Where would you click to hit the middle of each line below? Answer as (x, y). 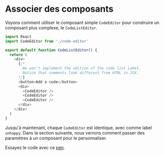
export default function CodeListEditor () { (51, 50)
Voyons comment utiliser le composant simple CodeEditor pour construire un (82, 22)
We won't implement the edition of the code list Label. (82, 68)
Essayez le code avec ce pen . (35, 147)
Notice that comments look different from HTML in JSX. (81, 73)
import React (18, 37)
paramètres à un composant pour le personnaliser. (56, 138)
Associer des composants (59, 9)
